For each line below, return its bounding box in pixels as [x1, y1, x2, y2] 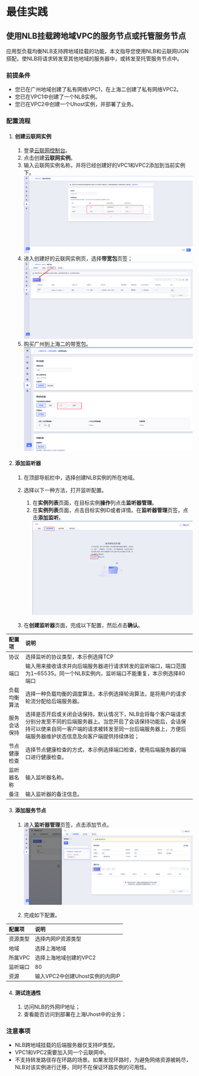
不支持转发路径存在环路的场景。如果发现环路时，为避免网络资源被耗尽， [14, 1056, 191, 1064]
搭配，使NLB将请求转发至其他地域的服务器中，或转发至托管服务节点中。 [6, 55, 182, 62]
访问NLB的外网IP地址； [23, 1003, 81, 1010]
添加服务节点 [14, 807, 46, 814]
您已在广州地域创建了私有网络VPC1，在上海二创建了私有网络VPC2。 [14, 86, 182, 93]
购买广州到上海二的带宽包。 [23, 341, 92, 348]
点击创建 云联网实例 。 [23, 155, 76, 162]
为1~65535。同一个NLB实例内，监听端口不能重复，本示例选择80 [25, 670, 185, 677]
